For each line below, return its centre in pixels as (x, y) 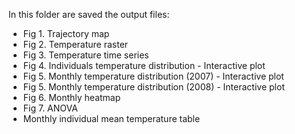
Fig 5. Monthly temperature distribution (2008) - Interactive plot (153, 87)
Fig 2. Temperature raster (75, 44)
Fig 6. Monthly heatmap (71, 97)
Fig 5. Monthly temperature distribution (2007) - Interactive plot (153, 76)
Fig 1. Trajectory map (66, 33)
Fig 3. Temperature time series (86, 55)
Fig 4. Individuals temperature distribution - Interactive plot (144, 65)
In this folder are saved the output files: (89, 14)
